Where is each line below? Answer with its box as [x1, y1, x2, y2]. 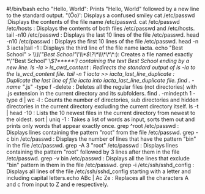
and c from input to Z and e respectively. [6, 181, 109, 188]
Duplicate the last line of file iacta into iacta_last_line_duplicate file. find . [6, 76, 191, 84]
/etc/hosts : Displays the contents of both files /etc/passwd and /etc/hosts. [6, 24, 195, 32]
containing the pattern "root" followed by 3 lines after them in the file [6, 148, 180, 155]
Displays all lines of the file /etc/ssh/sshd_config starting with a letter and [6, 168, 192, 175]
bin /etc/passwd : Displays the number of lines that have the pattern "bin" [10, 135, 196, 143]
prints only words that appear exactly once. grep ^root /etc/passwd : [6, 122, 179, 129]
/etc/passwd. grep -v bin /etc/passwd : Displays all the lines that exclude [6, 155, 190, 162]
